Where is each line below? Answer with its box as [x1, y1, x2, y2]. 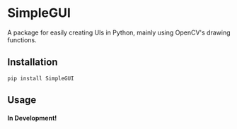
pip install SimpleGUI [7, 75, 74, 82]
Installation [7, 56, 58, 68]
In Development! [7, 113, 57, 122]
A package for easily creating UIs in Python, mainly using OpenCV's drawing [7, 28, 231, 37]
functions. [7, 35, 37, 44]
